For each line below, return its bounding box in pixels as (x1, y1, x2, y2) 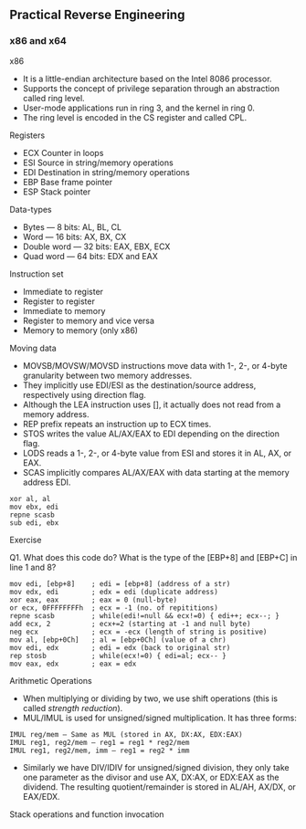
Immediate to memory (22, 305, 106, 316)
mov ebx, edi (9, 502, 59, 511)
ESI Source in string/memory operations (22, 157, 174, 168)
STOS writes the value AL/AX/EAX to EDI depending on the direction (22, 428, 280, 439)
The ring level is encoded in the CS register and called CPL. (22, 111, 248, 122)
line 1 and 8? (9, 561, 57, 572)
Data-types (9, 204, 52, 215)
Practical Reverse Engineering (9, 7, 185, 23)
